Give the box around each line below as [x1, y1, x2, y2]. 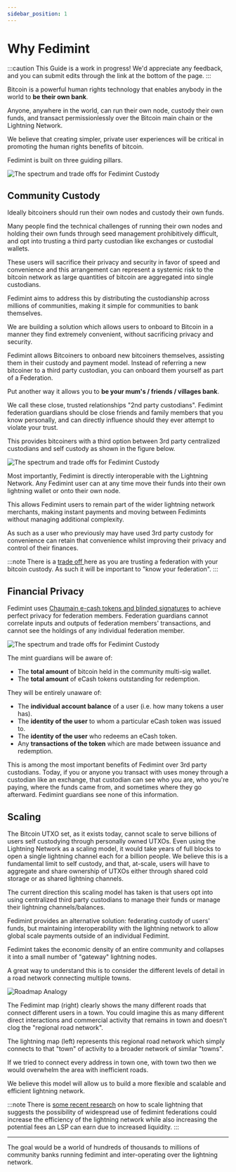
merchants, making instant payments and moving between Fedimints [7, 508, 206, 516]
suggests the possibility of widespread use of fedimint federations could [7, 1108, 217, 1116]
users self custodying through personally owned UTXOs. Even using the [7, 837, 216, 845]
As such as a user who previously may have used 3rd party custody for [7, 529, 214, 537]
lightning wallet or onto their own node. [7, 487, 121, 495]
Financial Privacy [7, 585, 84, 597]
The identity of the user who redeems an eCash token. [17, 732, 178, 741]
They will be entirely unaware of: [7, 689, 102, 697]
